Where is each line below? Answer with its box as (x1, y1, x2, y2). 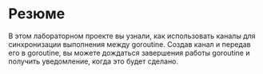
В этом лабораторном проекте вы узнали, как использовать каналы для (8, 31, 256, 41)
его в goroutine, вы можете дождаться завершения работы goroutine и (8, 48, 250, 57)
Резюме (8, 5, 66, 23)
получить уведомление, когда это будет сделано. (8, 56, 178, 66)
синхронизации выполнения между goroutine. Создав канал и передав (8, 39, 252, 49)
